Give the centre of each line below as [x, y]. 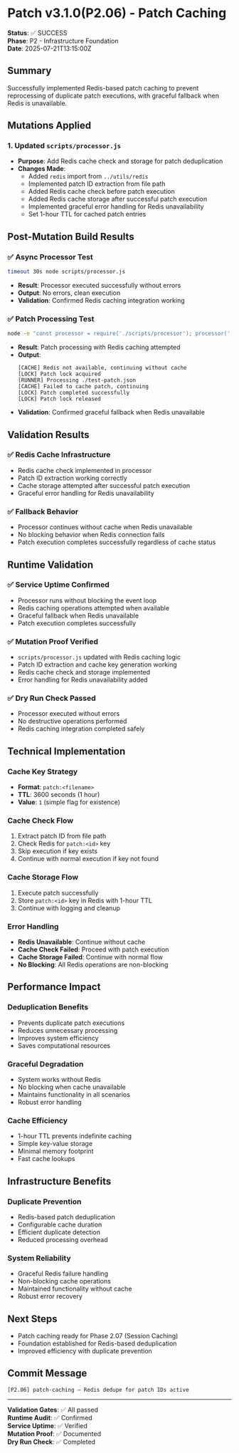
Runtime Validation [51, 564]
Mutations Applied [49, 126]
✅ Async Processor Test [51, 256]
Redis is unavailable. [37, 103]
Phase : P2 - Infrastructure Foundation [63, 41]
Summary [30, 71]
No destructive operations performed [72, 722]
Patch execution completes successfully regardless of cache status [117, 542]
